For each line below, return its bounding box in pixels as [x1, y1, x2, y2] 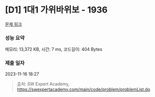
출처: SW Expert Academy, [16, 81, 70, 87]
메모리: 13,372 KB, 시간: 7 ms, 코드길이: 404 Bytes [5, 46, 103, 52]
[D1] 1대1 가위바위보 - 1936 [5, 4, 108, 15]
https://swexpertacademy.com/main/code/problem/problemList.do [16, 86, 151, 92]
